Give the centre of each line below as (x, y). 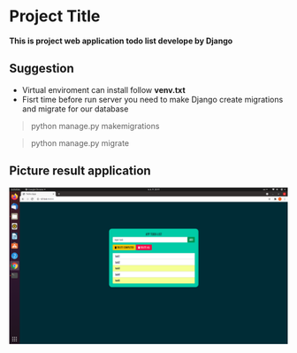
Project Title (55, 16)
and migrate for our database (75, 109)
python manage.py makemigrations (95, 126)
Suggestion (42, 69)
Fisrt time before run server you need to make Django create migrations (152, 99)
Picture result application (80, 171)
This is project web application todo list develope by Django (121, 41)
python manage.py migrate (80, 142)
